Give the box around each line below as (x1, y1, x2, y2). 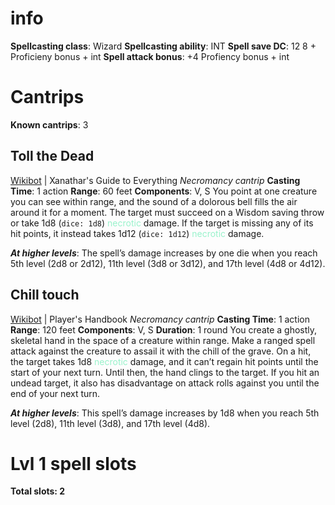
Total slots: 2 (10, 485, 66, 497)
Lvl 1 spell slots (10, 452, 137, 475)
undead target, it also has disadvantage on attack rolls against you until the (10, 377, 320, 389)
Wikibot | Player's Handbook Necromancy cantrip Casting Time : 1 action (10, 313, 311, 325)
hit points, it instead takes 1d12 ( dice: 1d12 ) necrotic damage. (10, 227, 265, 239)
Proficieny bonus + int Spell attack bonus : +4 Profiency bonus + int (10, 50, 290, 62)
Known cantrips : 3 (10, 118, 89, 131)
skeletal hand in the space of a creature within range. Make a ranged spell (10, 334, 316, 346)
